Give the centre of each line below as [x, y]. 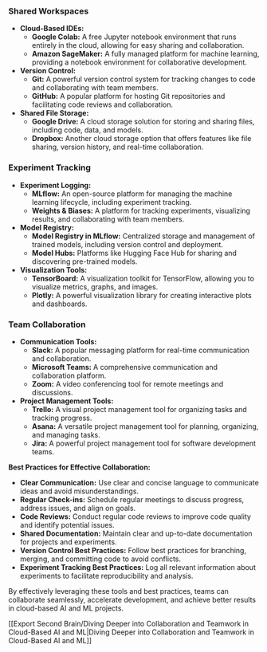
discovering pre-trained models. [84, 261]
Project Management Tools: [67, 401]
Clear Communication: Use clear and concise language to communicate [139, 482]
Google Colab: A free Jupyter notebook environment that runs [134, 37]
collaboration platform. [69, 375]
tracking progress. [62, 418]
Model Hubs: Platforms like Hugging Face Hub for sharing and [134, 253]
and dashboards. [59, 304]
